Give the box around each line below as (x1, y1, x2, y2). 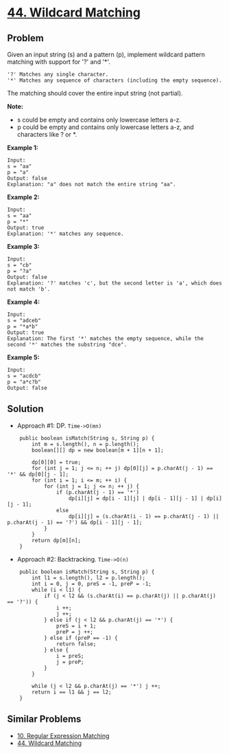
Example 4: (7, 298, 40, 306)
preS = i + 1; (56, 622, 97, 630)
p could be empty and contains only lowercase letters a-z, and (16, 123, 194, 131)
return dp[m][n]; (32, 537, 81, 544)
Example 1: (7, 144, 39, 152)
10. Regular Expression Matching (16, 731, 110, 740)
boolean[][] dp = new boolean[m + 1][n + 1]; (32, 447, 165, 454)
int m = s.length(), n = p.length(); (32, 441, 139, 447)
